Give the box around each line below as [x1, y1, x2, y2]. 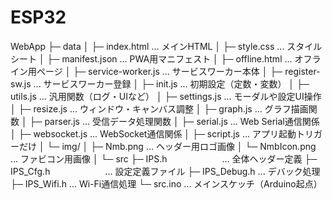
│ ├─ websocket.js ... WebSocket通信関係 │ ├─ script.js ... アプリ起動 [10, 127, 297, 140]
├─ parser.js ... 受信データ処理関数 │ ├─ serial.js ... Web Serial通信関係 [29, 115, 320, 127]
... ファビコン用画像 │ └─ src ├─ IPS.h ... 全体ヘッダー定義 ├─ [10, 152, 318, 165]
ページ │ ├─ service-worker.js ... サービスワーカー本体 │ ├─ [36, 65, 283, 77]
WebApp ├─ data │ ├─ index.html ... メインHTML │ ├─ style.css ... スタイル [10, 40, 323, 52]
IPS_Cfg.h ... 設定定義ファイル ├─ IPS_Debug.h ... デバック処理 [10, 165, 321, 177]
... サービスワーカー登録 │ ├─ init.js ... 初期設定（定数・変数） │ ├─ [33, 77, 310, 90]
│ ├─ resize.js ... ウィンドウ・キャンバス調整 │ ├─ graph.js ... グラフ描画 [10, 102, 309, 115]
